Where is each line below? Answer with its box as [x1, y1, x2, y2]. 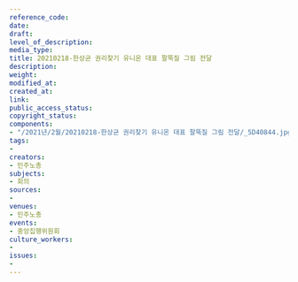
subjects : [9, 169, 46, 178]
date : [9, 21, 29, 30]
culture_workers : [9, 235, 74, 244]
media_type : [9, 46, 53, 55]
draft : [9, 29, 34, 38]
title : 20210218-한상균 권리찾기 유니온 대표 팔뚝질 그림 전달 [9, 54, 213, 63]
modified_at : [9, 79, 58, 88]
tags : [9, 136, 29, 145]
